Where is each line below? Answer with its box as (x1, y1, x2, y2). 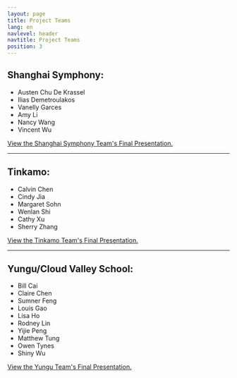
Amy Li (17, 110, 38, 118)
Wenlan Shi (17, 207, 51, 216)
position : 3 (7, 43, 42, 50)
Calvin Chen (17, 185, 54, 193)
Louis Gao (17, 304, 47, 312)
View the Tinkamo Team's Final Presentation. (7, 236, 139, 244)
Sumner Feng (17, 297, 57, 305)
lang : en (7, 23, 33, 30)
